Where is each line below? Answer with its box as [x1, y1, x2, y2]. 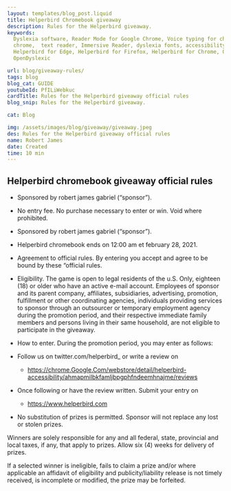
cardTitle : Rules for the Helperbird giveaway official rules [7, 93, 189, 100]
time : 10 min [7, 149, 45, 157]
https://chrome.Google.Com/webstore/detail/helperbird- [27, 366, 187, 374]
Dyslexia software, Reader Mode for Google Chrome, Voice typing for [13, 36, 217, 43]
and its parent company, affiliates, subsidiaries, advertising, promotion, [16, 290, 219, 298]
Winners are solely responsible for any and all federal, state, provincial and [7, 434, 219, 442]
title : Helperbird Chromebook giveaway [7, 17, 122, 23]
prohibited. [16, 214, 48, 222]
